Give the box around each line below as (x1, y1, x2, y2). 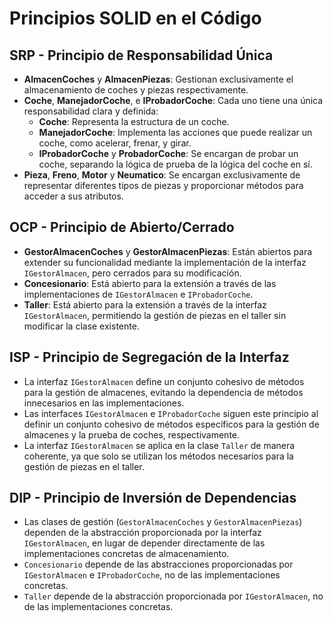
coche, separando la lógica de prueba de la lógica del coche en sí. (38, 158, 313, 170)
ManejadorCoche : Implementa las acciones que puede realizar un (38, 127, 313, 138)
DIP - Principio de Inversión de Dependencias (9, 490, 297, 507)
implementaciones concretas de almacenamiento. (23, 548, 230, 560)
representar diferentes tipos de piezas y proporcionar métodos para (23, 180, 304, 191)
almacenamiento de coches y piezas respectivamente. (23, 84, 249, 96)
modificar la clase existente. (23, 320, 140, 332)
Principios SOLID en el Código (9, 7, 262, 30)
